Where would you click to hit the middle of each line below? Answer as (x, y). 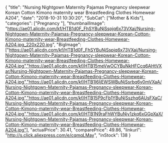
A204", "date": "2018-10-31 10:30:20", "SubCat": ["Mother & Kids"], (75, 18)
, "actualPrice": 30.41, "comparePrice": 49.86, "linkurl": (84, 130)
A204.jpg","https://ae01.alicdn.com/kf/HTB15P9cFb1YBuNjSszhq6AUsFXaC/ (83, 98)
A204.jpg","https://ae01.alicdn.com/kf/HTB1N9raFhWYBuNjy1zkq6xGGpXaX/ (84, 114)
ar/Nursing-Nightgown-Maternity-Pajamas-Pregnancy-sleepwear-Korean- (82, 71)
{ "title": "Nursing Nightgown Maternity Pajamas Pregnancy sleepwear (78, 7)
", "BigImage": (67, 44)
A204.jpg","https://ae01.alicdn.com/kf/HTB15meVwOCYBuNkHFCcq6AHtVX (83, 66)
